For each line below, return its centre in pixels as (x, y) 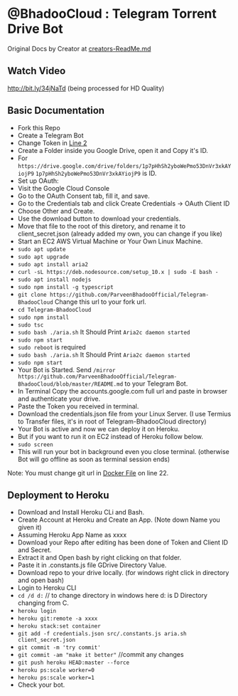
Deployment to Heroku (58, 495)
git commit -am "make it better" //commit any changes (101, 655)
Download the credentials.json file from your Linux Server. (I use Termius (124, 413)
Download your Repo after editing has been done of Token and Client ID (123, 542)
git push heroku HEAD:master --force (74, 663)
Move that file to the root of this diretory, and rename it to (102, 226)
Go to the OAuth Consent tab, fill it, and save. (84, 196)
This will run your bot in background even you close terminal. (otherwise (123, 451)
